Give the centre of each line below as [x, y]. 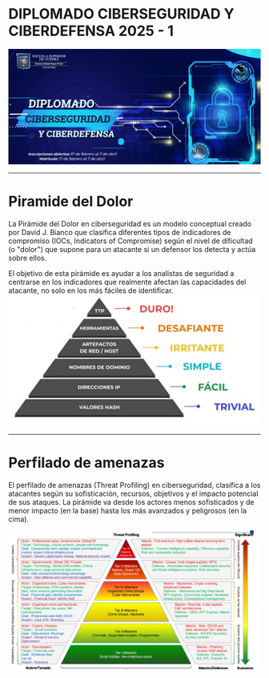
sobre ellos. [28, 258]
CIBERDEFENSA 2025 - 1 [91, 31]
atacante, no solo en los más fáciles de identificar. [91, 290]
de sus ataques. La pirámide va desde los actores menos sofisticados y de [131, 502]
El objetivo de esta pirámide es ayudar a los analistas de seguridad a [121, 274]
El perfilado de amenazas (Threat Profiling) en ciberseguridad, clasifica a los [134, 485]
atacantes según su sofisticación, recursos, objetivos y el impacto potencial [133, 493]
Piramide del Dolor [71, 202]
